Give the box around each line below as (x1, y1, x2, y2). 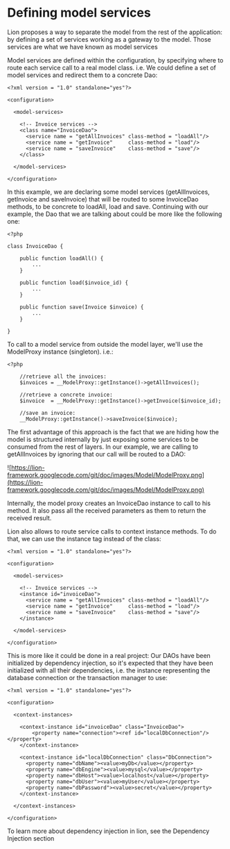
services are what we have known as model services (7, 42, 158, 51)
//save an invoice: (19, 409, 76, 416)
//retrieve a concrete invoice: (19, 391, 113, 398)
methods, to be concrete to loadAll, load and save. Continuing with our (7, 202, 209, 211)
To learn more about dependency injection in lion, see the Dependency (7, 827, 210, 835)
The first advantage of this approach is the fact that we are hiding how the (7, 427, 220, 436)
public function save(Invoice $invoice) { (19, 304, 144, 311)
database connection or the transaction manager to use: (7, 673, 168, 682)
